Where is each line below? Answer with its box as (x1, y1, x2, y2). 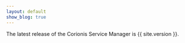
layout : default (6, 8, 46, 15)
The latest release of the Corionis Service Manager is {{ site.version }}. (6, 30, 179, 37)
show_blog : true (6, 14, 46, 20)
